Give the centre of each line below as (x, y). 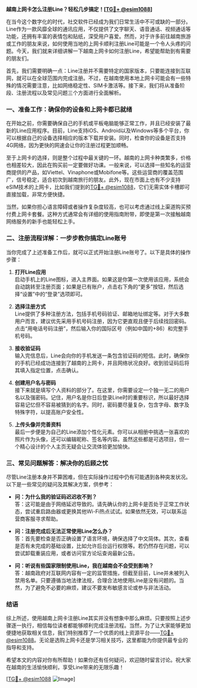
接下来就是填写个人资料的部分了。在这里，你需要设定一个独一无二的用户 (102, 390)
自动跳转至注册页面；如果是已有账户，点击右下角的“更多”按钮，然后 (96, 286)
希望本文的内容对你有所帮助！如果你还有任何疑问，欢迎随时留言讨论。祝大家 (98, 660)
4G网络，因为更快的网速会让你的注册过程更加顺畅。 (69, 145)
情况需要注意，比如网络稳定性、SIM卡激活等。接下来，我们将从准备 (98, 85)
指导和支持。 (21, 648)
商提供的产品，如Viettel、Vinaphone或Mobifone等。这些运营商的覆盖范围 (95, 172)
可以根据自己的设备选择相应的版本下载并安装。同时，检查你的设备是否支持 (96, 138)
